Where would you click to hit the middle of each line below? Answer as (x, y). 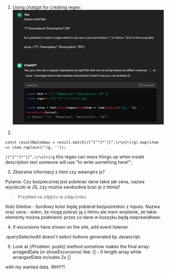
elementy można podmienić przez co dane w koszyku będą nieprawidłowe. (83, 217)
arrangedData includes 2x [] (42, 257)
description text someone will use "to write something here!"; (69, 162)
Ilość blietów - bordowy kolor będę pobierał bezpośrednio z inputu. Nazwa (82, 207)
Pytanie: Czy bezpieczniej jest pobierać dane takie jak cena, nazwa (75, 181)
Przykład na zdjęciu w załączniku (52, 196)
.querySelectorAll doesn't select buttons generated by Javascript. (73, 237)
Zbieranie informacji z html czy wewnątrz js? (59, 172)
